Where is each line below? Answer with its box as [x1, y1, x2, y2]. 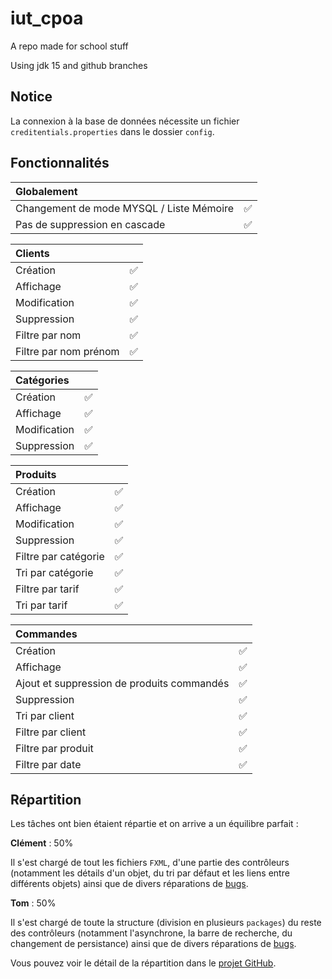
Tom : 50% [10, 897, 57, 909]
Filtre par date [15, 757, 82, 771]
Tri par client [15, 708, 75, 722]
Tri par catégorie [15, 565, 94, 579]
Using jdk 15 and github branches [10, 59, 148, 71]
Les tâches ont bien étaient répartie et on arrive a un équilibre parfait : [10, 818, 299, 830]
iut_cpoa [10, 7, 84, 30]
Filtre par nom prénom [15, 344, 120, 358]
